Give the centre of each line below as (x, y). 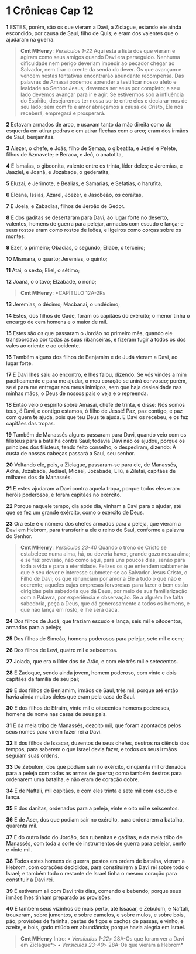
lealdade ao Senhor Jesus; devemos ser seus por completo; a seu (100, 88)
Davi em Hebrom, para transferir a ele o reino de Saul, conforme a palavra (95, 530)
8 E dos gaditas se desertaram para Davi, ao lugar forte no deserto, (87, 217)
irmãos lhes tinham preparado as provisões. (59, 897)
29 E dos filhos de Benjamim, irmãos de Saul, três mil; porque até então (92, 690)
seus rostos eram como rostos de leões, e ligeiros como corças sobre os (94, 230)
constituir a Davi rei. (30, 880)
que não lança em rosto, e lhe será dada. (70, 609)
